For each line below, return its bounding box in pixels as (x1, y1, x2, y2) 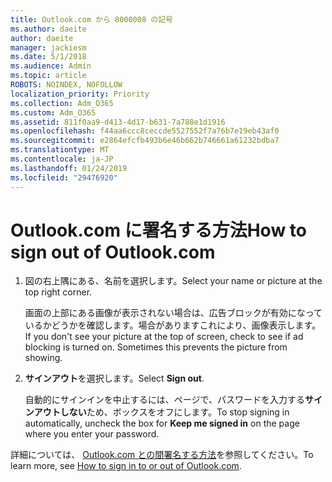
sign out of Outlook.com (10, 241, 216, 263)
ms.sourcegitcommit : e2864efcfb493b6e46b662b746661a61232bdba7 (10, 136, 280, 146)
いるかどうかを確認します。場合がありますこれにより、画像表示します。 (24, 319, 322, 331)
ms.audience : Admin (10, 61, 92, 71)
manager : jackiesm (10, 42, 87, 53)
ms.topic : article (10, 71, 87, 81)
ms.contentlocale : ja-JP (10, 154, 114, 164)
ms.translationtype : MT (10, 145, 110, 155)
